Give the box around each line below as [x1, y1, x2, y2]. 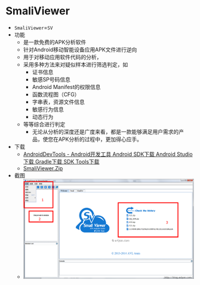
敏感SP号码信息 [32, 76, 71, 83]
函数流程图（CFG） [32, 91, 80, 98]
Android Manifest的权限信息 [32, 83, 101, 90]
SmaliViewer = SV [14, 24, 53, 31]
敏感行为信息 [32, 106, 64, 113]
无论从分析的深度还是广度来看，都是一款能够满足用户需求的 [32, 128, 179, 135]
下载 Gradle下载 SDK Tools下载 [23, 158, 100, 165]
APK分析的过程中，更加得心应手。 [58, 136, 143, 143]
